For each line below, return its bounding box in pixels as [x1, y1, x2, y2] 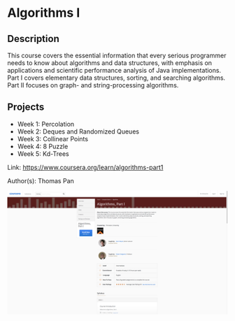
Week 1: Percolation [17, 120, 75, 128]
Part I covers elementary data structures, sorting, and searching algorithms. [7, 73, 226, 82]
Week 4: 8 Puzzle [17, 142, 69, 150]
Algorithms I [7, 5, 80, 21]
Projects [7, 101, 45, 113]
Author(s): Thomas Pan [7, 176, 75, 185]
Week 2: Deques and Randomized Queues [17, 127, 140, 136]
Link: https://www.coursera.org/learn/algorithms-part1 [7, 163, 164, 171]
